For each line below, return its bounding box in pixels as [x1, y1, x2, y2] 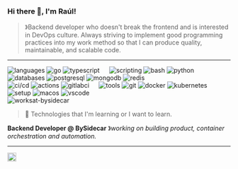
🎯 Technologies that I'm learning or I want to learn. [24, 110, 172, 119]
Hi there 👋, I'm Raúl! [7, 6, 76, 16]
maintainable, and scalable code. [24, 46, 122, 54]
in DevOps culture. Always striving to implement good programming [24, 31, 223, 40]
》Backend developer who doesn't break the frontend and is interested [24, 23, 229, 31]
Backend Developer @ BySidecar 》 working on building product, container [7, 124, 225, 133]
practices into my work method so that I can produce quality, [24, 38, 203, 47]
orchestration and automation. [7, 132, 97, 141]
